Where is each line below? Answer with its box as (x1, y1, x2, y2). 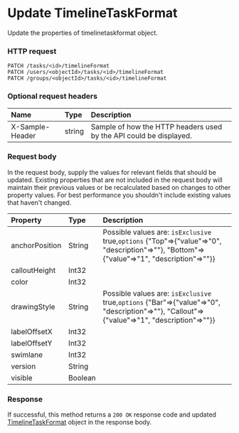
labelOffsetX (11, 326, 53, 336)
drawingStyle (11, 301, 55, 311)
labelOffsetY (11, 338, 53, 348)
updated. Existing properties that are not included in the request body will (7, 176, 223, 184)
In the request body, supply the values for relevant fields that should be (7, 168, 217, 176)
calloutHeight (11, 265, 55, 275)
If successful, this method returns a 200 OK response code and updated (7, 410, 217, 419)
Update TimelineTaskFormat (7, 5, 178, 21)
